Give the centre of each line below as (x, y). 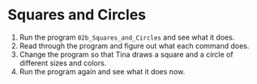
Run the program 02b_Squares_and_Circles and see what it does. (127, 37)
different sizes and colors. (63, 63)
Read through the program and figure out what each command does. (134, 45)
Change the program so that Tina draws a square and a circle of (126, 54)
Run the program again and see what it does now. (102, 71)
